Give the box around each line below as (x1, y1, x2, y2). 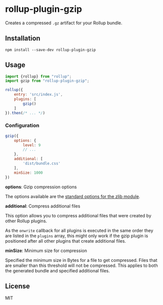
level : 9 (23, 143, 41, 148)
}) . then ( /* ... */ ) (5, 110, 45, 115)
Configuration (5, 122, 40, 129)
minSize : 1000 (14, 170, 43, 175)
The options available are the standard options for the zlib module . (5, 193, 140, 199)
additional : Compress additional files (5, 203, 81, 209)
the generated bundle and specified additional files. (5, 267, 110, 273)
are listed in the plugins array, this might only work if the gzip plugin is (5, 233, 148, 239)
